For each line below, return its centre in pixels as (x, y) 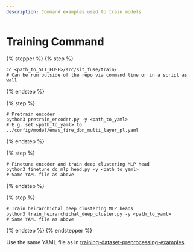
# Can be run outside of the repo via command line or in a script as (97, 75)
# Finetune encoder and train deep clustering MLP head (78, 164)
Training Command (55, 41)
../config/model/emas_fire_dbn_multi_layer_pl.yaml (72, 130)
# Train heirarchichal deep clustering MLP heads (70, 208)
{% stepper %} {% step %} (40, 59)
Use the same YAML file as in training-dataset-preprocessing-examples (95, 242)
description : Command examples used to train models (74, 12)
